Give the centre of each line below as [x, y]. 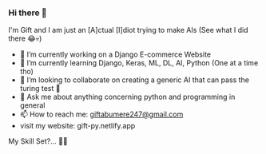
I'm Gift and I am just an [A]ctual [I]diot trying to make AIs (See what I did [128, 30]
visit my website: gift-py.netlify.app [77, 126]
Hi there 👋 [28, 13]
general [32, 105]
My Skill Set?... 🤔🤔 [38, 141]
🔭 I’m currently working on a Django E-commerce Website [115, 54]
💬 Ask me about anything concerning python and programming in [127, 97]
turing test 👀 [40, 89]
